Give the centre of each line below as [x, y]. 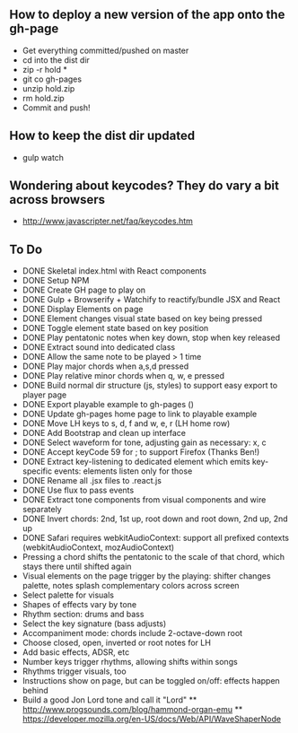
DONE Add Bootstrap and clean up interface [104, 433]
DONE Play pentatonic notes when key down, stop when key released [151, 338]
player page [44, 395]
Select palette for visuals [68, 595]
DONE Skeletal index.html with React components [114, 271]
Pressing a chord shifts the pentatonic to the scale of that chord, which [153, 557]
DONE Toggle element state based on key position [115, 328]
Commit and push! [57, 108]
